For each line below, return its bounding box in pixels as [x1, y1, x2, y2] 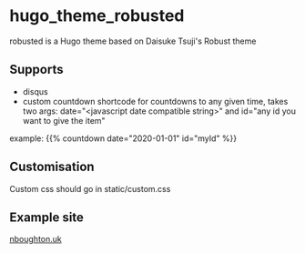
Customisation [9, 159, 95, 175]
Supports [9, 62, 64, 77]
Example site [9, 209, 85, 225]
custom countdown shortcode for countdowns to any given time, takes [22, 96, 289, 106]
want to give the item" [22, 115, 107, 126]
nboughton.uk [9, 234, 62, 245]
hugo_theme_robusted [9, 5, 185, 26]
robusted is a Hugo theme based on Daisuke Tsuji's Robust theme [9, 35, 257, 46]
